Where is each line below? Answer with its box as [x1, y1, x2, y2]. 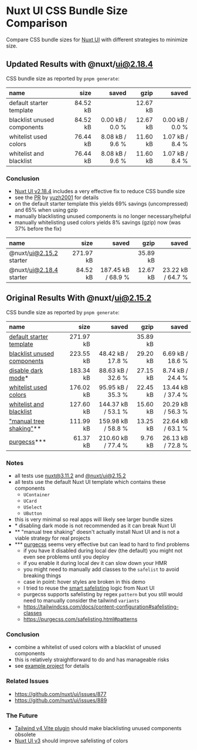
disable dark [9, 366, 43, 374]
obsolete [14, 731, 36, 738]
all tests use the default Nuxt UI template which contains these [14, 479, 166, 486]
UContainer [23, 492, 50, 498]
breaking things [23, 572, 62, 579]
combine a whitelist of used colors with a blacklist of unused [14, 644, 161, 651]
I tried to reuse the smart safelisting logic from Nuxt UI [23, 584, 155, 591]
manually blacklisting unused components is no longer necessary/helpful [14, 213, 191, 220]
